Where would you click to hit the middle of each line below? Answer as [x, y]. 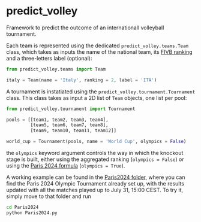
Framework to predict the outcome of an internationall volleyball [85, 28]
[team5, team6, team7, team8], [70, 125]
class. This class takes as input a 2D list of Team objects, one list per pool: [97, 98]
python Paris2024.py [32, 213]
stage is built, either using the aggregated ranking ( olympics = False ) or [95, 159]
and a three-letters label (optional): [49, 58]
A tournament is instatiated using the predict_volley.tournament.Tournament [101, 92]
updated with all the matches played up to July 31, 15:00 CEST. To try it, [95, 190]
